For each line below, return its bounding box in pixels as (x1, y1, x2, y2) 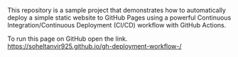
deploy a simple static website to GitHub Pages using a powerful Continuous (7, 13, 232, 22)
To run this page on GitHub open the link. (7, 34, 128, 43)
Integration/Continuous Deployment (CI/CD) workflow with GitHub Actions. (7, 21, 227, 29)
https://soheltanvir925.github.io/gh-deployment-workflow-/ (7, 42, 183, 50)
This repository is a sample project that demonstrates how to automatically (7, 6, 226, 14)
